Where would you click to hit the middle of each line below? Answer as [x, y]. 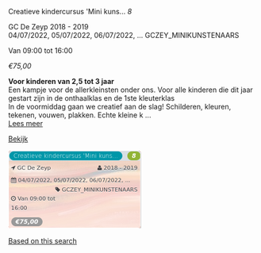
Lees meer [26, 123]
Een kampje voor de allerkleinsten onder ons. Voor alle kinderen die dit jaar [131, 90]
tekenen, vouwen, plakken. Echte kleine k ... [80, 115]
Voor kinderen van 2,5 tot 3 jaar [61, 81]
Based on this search [43, 241]
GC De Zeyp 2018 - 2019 [48, 27]
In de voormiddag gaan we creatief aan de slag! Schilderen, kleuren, [120, 107]
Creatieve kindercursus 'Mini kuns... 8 [70, 11]
